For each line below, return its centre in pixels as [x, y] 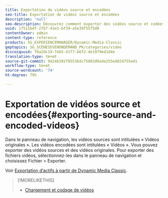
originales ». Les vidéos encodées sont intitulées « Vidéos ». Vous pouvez [81, 145]
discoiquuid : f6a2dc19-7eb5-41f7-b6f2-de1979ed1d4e [60, 52]
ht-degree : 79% [21, 75]
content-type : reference [31, 38]
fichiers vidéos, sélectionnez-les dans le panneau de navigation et [73, 155]
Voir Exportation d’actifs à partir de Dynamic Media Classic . [66, 170]
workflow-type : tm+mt [28, 66]
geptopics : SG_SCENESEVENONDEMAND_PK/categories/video [63, 47]
